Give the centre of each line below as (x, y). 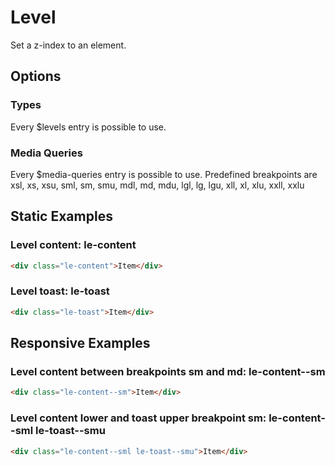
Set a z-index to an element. (68, 45)
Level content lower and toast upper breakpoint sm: (138, 418)
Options (36, 76)
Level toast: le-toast (60, 291)
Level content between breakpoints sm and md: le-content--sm (168, 371)
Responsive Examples (80, 343)
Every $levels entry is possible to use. (88, 127)
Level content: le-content (73, 245)
